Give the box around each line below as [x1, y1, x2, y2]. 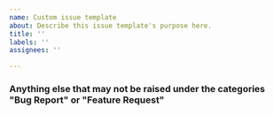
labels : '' [9, 37, 50, 47]
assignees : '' [9, 46, 62, 55]
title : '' [9, 29, 46, 38]
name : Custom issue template [9, 12, 117, 22]
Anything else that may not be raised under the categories [9, 83, 266, 96]
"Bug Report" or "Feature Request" [9, 94, 165, 106]
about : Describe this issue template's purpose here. [9, 21, 213, 30]
